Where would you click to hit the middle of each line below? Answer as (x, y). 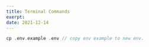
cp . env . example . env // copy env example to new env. (75, 39)
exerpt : (16, 17)
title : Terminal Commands (38, 11)
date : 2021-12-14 (27, 22)
